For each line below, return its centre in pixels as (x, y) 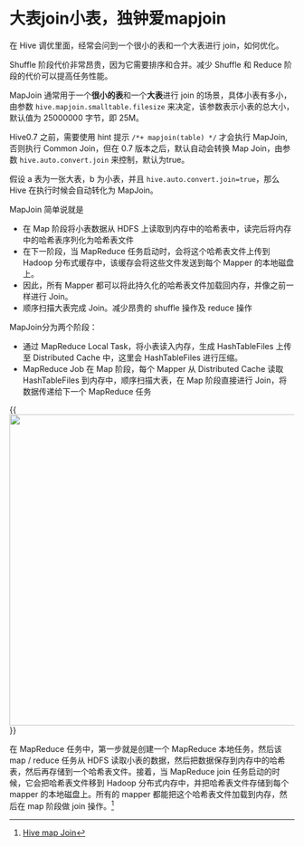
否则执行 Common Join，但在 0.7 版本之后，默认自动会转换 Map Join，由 (146, 148)
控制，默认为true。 (154, 159)
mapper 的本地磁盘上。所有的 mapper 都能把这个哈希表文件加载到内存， (145, 794)
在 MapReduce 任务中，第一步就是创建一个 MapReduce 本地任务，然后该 (146, 748)
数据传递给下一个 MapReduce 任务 (87, 391)
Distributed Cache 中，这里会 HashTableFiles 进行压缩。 (138, 357)
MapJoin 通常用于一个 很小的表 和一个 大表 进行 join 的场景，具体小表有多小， (151, 95)
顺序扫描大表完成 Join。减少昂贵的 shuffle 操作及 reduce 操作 (138, 308)
